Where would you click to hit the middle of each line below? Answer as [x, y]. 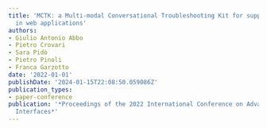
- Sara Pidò [28, 52]
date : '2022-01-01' [41, 75]
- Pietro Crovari [37, 45]
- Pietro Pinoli [35, 60]
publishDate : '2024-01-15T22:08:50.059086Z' [83, 82]
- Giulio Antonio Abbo [46, 38]
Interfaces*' [37, 112]
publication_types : [41, 89]
